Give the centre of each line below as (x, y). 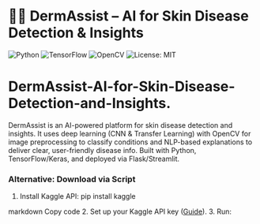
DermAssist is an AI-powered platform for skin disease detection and (121, 125)
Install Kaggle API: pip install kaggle (77, 196)
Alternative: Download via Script (72, 179)
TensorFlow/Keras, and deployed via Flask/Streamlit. (94, 159)
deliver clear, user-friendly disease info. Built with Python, (102, 150)
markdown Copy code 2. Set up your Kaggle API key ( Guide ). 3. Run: (120, 211)
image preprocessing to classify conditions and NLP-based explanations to (130, 142)
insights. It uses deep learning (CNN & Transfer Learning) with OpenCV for (130, 133)
